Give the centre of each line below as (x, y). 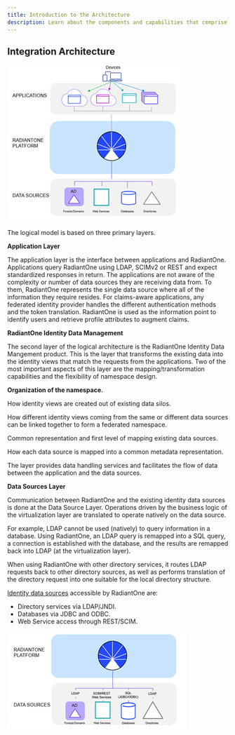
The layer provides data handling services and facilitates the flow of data (113, 466)
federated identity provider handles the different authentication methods (112, 304)
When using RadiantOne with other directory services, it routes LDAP (107, 565)
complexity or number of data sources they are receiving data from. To (109, 282)
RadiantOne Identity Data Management (65, 333)
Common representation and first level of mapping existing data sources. (113, 438)
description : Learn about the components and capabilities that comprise (117, 22)
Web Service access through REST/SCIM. (78, 621)
